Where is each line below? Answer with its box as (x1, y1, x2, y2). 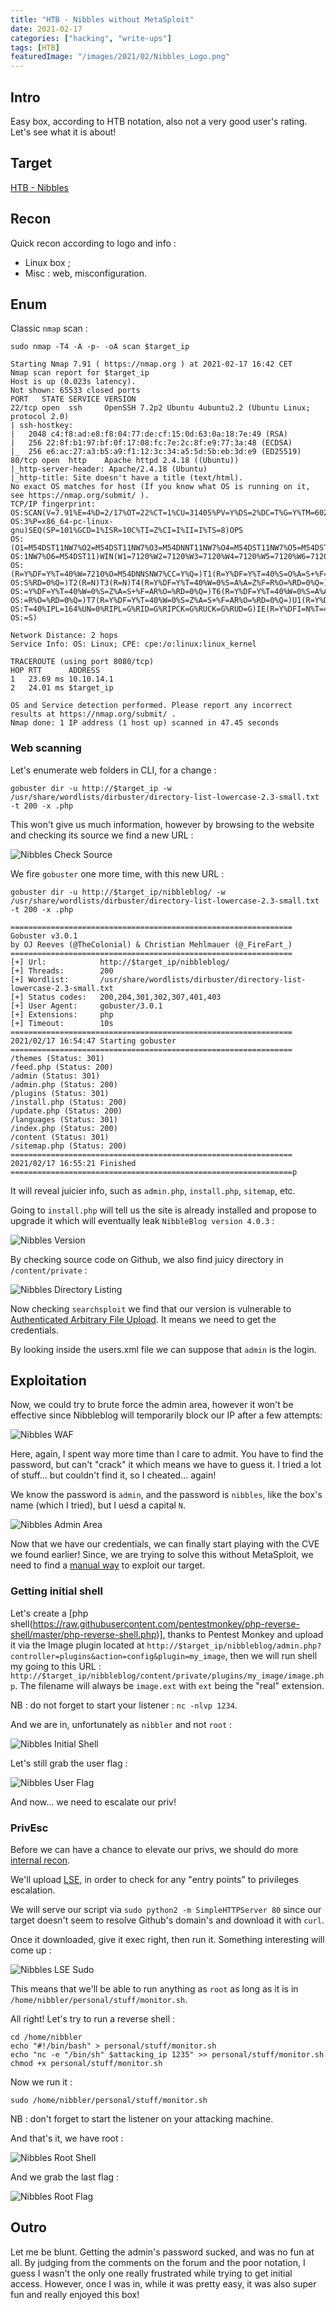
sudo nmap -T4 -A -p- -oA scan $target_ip (10, 342, 190, 352)
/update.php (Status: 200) (10, 1106, 123, 1116)
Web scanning (10, 741, 82, 755)
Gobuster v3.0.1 (10, 931, 78, 941)
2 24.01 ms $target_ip (10, 683, 114, 693)
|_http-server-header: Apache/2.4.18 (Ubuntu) (10, 464, 208, 475)
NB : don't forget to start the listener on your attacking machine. (10, 2113, 274, 2125)
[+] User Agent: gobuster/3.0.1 (10, 1001, 163, 1011)
